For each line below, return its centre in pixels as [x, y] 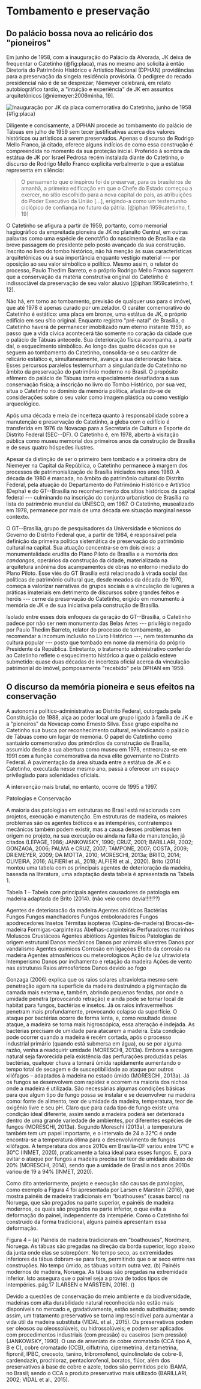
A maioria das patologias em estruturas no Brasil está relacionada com [93, 810]
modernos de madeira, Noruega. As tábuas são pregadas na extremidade [97, 1271]
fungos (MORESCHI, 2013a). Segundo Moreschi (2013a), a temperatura [94, 1127]
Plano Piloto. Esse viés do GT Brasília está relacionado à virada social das [97, 573]
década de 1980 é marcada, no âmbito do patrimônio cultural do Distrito [95, 478]
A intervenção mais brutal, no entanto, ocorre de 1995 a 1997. [82, 786]
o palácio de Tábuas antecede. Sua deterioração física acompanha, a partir [99, 340]
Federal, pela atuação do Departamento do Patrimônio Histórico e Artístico [98, 484]
